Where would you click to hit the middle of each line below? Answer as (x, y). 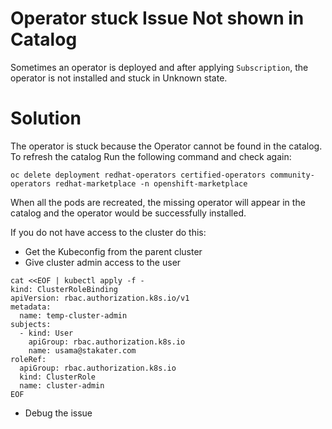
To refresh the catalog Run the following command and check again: (151, 156)
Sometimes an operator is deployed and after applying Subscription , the (159, 67)
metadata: (31, 307)
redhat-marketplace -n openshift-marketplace (151, 183)
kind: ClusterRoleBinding (64, 289)
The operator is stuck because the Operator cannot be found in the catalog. (166, 146)
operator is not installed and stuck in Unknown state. (119, 78)
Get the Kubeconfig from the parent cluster (113, 251)
